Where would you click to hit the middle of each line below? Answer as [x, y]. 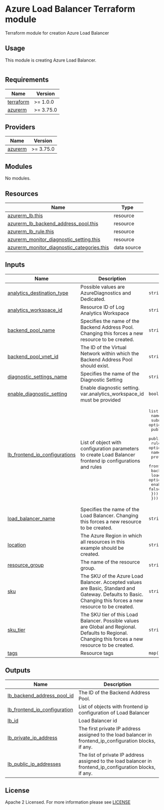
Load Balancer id [98, 720]
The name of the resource [110, 562]
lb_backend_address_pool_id [41, 696]
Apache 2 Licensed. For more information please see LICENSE [68, 802]
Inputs [15, 265]
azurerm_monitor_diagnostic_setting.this [54, 239]
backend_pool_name [31, 330]
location [17, 545]
